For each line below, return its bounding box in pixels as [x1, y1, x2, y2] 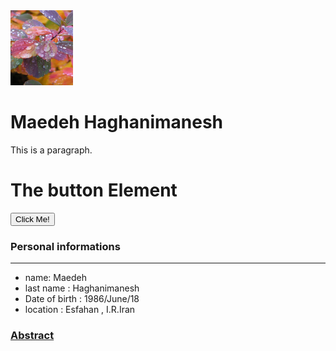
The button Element [10, 179, 178, 202]
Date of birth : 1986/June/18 [24, 293, 140, 305]
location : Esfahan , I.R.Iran [24, 304, 136, 316]
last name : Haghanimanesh [24, 282, 140, 294]
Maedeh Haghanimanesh [10, 111, 224, 134]
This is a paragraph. [10, 144, 93, 156]
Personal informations [10, 239, 121, 253]
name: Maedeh [24, 272, 88, 284]
